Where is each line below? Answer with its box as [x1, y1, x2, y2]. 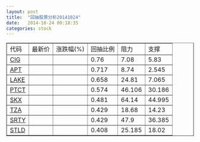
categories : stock [6, 25, 52, 32]
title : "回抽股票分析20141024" [6, 14, 82, 20]
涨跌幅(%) [56, 45, 85, 54]
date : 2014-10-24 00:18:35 [6, 20, 79, 26]
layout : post [6, 8, 39, 15]
